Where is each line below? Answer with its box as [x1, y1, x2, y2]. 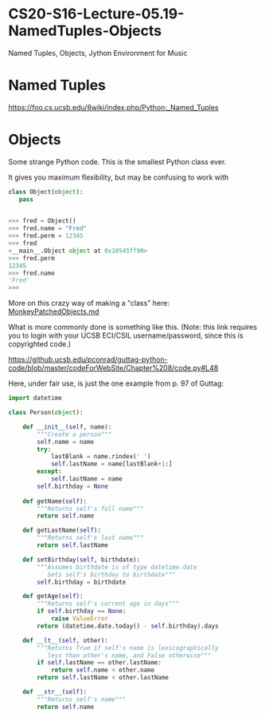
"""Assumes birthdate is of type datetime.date [37, 563, 197, 571]
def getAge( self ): [22, 592, 84, 600]
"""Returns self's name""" [37, 695, 127, 703]
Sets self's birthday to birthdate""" [47, 570, 177, 579]
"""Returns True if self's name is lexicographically [37, 644, 219, 652]
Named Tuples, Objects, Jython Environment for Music [8, 48, 189, 57]
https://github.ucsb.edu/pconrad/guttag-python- [8, 355, 169, 364]
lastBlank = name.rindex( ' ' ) [50, 453, 151, 461]
